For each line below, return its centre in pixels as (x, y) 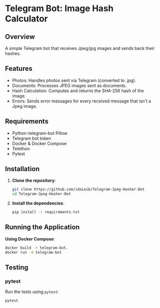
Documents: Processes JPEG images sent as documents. (69, 85)
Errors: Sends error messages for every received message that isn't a (81, 101)
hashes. (13, 53)
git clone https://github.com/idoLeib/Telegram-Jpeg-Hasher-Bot (78, 190)
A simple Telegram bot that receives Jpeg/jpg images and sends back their (80, 48)
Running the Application (42, 227)
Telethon (21, 148)
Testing (17, 267)
